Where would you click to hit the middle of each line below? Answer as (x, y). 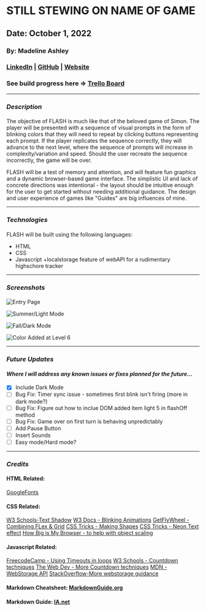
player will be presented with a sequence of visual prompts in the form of (99, 128)
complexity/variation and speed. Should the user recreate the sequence (97, 154)
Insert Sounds (33, 435)
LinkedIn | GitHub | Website (48, 67)
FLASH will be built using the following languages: (70, 234)
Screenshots (26, 287)
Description (24, 107)
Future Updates (30, 359)
